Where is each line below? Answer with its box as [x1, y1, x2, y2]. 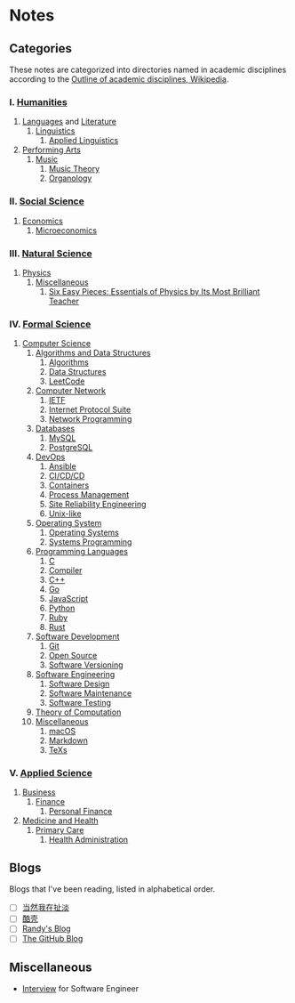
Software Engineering [35, 669, 116, 680]
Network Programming [48, 414, 132, 425]
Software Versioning [48, 659, 124, 670]
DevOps [35, 451, 66, 463]
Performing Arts [21, 144, 82, 156]
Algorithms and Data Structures [35, 348, 151, 359]
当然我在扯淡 [21, 902, 69, 913]
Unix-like [48, 508, 82, 519]
